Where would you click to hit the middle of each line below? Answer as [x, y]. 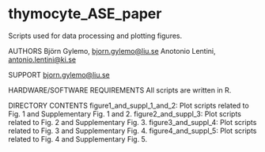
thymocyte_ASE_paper [85, 14]
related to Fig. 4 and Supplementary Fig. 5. [78, 139]
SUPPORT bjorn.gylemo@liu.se [59, 74]
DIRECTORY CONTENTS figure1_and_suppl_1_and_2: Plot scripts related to [129, 105]
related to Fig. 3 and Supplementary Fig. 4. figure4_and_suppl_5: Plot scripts [132, 131]
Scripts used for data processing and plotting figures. [95, 36]
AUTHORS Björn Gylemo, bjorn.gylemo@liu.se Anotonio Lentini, [112, 51]
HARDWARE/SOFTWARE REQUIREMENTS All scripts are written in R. [120, 90]
